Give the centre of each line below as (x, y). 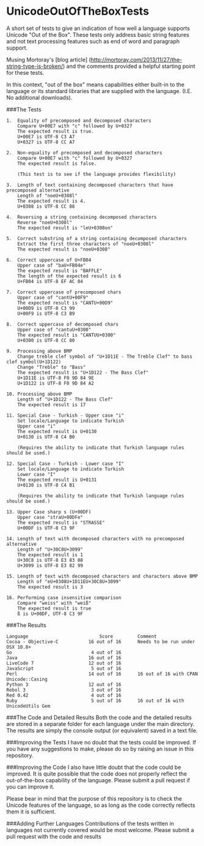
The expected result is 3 (50, 587)
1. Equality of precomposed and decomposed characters (79, 121)
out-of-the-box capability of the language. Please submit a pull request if (98, 780)
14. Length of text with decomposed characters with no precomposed (95, 538)
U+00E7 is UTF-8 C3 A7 (46, 137)
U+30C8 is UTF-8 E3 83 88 (50, 560)
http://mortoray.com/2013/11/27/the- (137, 59)
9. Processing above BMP (39, 351)
